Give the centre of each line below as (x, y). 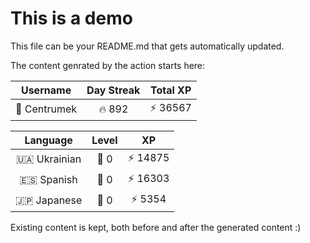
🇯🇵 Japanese (49, 200)
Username (46, 90)
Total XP (170, 90)
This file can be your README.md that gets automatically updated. (147, 46)
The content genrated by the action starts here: (108, 65)
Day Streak (113, 90)
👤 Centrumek (46, 109)
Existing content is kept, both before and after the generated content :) (156, 227)
